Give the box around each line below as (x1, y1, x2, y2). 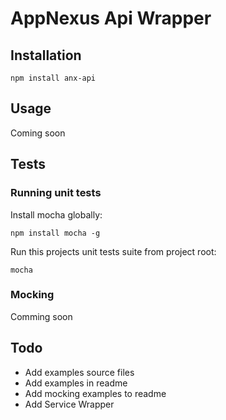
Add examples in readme (24, 377, 128, 389)
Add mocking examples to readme (24, 387, 167, 399)
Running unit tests (10, 186, 102, 200)
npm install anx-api (10, 73, 97, 83)
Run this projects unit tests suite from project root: (10, 245, 217, 257)
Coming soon (10, 127, 66, 139)
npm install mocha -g (10, 228, 101, 238)
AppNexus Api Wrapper (10, 7, 212, 30)
